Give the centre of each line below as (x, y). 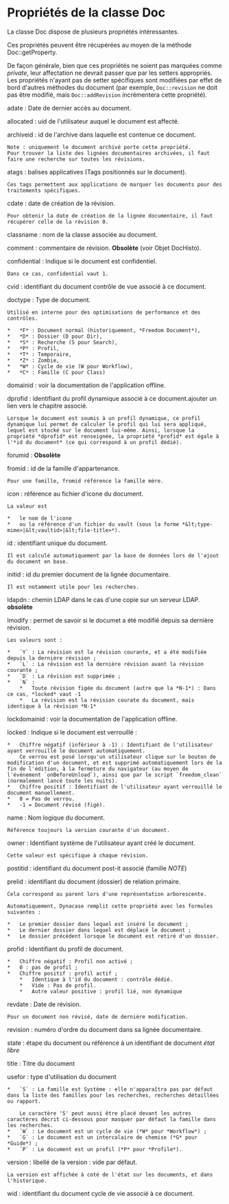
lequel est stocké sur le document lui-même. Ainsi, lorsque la (101, 430)
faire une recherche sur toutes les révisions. (76, 159)
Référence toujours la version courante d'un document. (88, 830)
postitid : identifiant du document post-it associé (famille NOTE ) (97, 868)
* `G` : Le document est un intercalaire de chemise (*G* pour (102, 1137)
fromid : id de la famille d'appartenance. (63, 468)
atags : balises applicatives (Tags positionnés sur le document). (97, 172)
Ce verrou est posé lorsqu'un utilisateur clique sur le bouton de (118, 756)
